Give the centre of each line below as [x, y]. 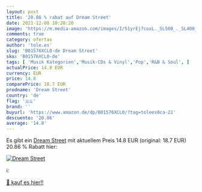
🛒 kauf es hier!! [25, 182]
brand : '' [19, 106]
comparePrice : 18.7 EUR [36, 85]
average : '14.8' [26, 124]
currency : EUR [24, 73]
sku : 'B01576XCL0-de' [33, 56]
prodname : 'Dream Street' [38, 90]
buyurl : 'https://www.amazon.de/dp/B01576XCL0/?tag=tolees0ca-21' [91, 112]
